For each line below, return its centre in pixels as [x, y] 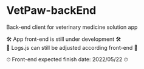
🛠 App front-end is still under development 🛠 [64, 39]
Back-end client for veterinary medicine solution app [72, 27]
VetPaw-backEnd [51, 10]
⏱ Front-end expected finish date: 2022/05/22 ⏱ [67, 59]
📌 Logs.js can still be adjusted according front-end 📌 [72, 47]
